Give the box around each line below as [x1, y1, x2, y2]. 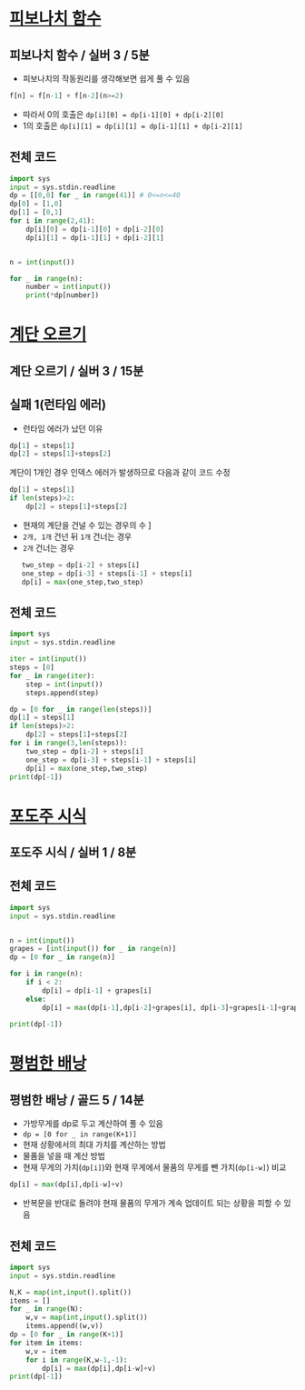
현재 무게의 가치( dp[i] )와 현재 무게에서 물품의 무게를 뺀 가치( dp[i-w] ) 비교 [22, 1162, 287, 1173]
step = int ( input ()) [25, 679, 103, 689]
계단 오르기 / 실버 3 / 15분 [9, 363, 144, 378]
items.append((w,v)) [25, 1322, 103, 1331]
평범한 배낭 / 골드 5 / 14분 [9, 1092, 145, 1107]
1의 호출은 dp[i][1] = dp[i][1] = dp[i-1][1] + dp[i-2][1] [22, 120, 243, 131]
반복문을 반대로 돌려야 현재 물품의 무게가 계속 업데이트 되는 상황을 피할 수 [22, 1197, 282, 1209]
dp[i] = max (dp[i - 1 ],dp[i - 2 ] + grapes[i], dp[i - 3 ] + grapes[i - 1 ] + [42, 1003, 282, 1012]
